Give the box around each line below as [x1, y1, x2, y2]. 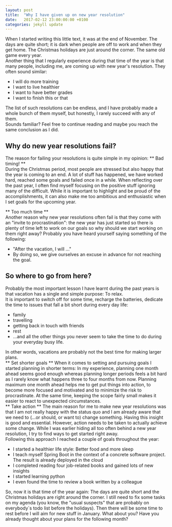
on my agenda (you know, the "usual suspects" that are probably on [5, 499, 149, 505]
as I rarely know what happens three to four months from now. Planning [5, 376, 157, 382]
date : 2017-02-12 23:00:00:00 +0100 [5, 17, 88, 22]
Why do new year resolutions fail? [5, 142, 117, 150]
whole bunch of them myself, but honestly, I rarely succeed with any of [5, 110, 156, 116]
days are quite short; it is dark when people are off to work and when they [5, 42, 162, 48]
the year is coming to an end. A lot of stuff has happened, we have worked [5, 171, 163, 178]
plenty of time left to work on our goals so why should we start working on [5, 225, 163, 231]
